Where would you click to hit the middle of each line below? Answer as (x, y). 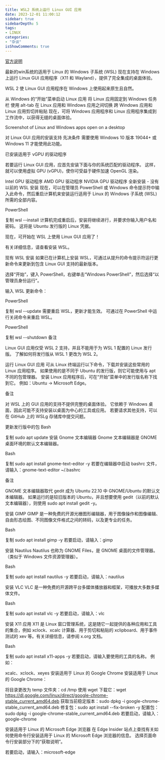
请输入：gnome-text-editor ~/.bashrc (43, 469)
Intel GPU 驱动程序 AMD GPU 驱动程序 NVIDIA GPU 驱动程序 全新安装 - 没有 (82, 181)
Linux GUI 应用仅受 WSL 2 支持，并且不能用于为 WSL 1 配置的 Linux (74, 348)
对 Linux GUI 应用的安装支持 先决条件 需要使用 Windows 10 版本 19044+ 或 (81, 137)
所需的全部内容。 (22, 200)
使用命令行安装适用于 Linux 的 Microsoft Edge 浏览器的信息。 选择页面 (81, 735)
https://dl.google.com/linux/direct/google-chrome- (57, 695)
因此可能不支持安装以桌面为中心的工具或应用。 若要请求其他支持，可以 (85, 410)
